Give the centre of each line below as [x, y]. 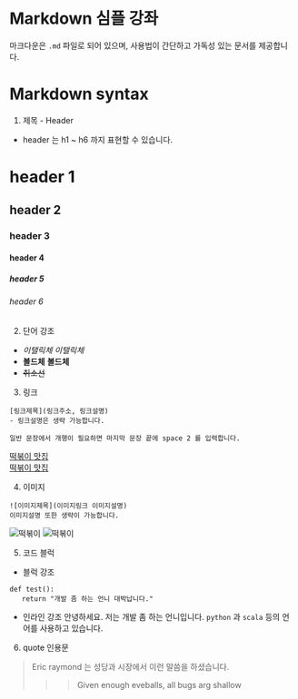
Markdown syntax [79, 94]
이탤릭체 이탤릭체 [53, 349]
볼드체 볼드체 [46, 361]
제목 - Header [48, 120]
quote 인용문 [46, 647]
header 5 [27, 279]
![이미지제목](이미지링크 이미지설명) [69, 506]
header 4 [27, 257]
